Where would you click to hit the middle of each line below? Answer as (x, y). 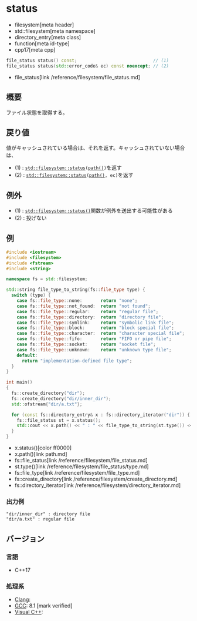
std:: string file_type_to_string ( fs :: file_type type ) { (76, 290)
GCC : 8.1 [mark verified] (43, 606)
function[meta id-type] (42, 43)
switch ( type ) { (31, 296)
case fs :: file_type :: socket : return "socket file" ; (86, 345)
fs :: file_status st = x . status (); (59, 420)
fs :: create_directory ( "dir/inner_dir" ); (61, 398)
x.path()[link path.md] (41, 454)
